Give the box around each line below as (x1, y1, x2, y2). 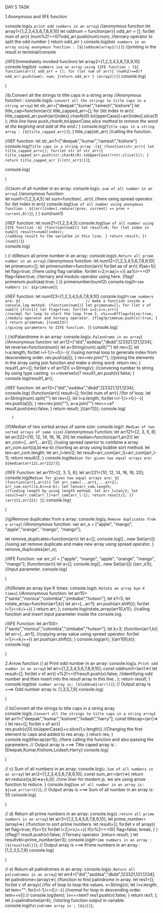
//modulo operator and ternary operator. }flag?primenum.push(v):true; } (5, 316, 158, 320)
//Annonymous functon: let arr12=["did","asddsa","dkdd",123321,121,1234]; (5, 339, 153, 344)
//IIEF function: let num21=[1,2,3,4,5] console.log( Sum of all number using (5, 220, 154, 226)
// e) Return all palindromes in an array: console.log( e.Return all (5, 866, 135, 872)
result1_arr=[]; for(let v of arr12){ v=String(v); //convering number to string (5, 365, 154, 371)
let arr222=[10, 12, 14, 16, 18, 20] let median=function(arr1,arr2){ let (5, 434, 139, 440)
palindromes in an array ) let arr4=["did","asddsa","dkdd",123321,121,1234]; (5, 871, 156, 877)
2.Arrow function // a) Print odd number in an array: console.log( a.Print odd (5, 661, 158, 666)
